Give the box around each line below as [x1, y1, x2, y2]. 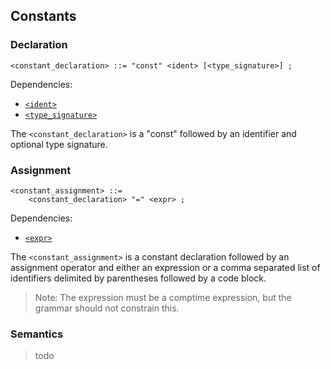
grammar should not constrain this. [34, 302, 180, 314]
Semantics [10, 327, 64, 341]
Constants [10, 8, 77, 25]
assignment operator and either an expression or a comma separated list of [10, 261, 321, 273]
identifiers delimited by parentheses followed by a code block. [10, 272, 267, 284]
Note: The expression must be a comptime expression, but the [34, 291, 292, 303]
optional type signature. [10, 138, 108, 150]
